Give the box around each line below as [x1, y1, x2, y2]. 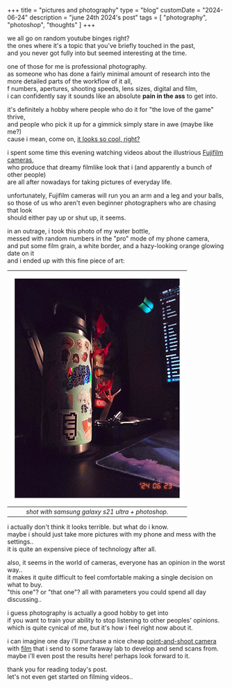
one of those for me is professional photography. [7, 63, 147, 70]
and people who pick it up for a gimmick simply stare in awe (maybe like [7, 120, 214, 128]
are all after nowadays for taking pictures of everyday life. [7, 178, 172, 186]
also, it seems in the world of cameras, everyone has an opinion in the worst [7, 559, 226, 567]
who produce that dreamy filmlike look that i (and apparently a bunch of [7, 163, 213, 171]
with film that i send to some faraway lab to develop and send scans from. [7, 644, 219, 653]
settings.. [7, 538, 34, 546]
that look [7, 206, 33, 214]
